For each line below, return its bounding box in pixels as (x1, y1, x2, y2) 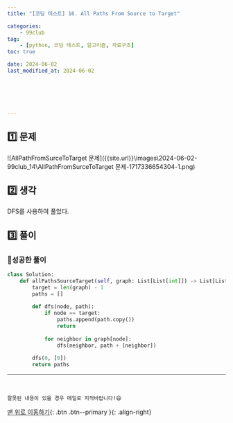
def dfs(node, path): (32, 303, 95, 310)
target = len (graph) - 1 (32, 284, 104, 291)
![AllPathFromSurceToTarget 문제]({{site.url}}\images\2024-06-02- (7, 154, 198, 162)
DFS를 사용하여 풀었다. (7, 207, 69, 215)
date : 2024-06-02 (7, 61, 58, 68)
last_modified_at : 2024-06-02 (7, 67, 95, 74)
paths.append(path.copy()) (56, 316, 135, 323)
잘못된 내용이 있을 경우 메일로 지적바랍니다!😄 (7, 395, 122, 402)
